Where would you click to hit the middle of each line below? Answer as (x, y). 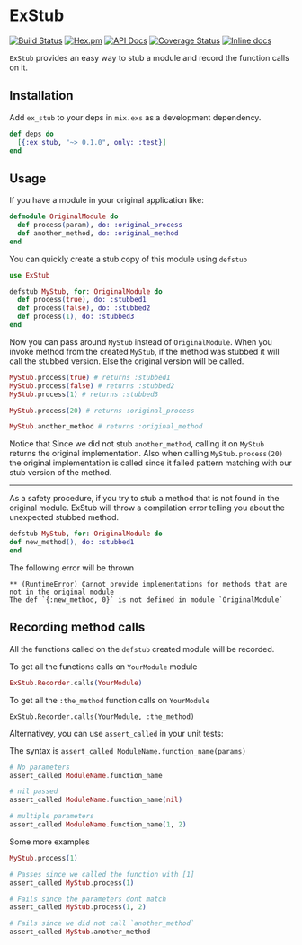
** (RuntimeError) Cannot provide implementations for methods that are (148, 584)
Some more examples (49, 842)
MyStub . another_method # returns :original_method (106, 427)
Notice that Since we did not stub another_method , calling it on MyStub (137, 444)
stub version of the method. (61, 472)
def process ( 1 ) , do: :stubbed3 (76, 317)
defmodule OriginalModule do (64, 216)
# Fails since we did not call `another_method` (102, 923)
